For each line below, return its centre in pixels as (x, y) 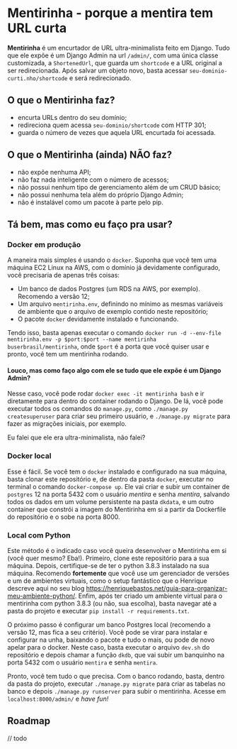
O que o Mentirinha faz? (61, 100)
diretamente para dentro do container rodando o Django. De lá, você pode (115, 401)
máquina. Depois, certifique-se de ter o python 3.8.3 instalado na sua (109, 566)
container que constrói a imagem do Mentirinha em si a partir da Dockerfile (117, 509)
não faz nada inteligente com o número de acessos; (93, 180)
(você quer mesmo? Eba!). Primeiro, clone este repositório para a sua (109, 558)
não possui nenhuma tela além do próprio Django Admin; (100, 195)
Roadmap (29, 721)
